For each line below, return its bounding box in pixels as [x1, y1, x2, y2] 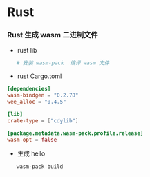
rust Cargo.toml [17, 72, 62, 80]
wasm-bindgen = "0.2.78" [7, 92, 79, 99]
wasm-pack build [16, 163, 64, 170]
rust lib [17, 46, 37, 55]
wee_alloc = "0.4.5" [7, 98, 67, 106]
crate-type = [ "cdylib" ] [7, 117, 79, 124]
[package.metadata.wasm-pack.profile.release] [7, 129, 144, 137]
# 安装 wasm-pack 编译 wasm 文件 [16, 59, 110, 66]
